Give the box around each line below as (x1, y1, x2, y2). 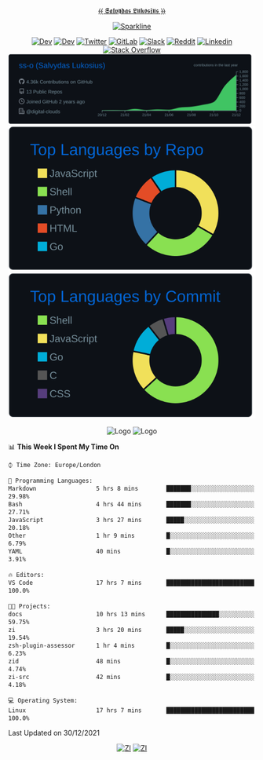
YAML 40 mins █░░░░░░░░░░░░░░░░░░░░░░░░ (8, 547, 255, 555)
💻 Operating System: (8, 696, 79, 704)
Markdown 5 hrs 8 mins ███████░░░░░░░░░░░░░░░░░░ (8, 484, 255, 492)
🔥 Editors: (8, 571, 45, 579)
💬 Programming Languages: (8, 477, 93, 484)
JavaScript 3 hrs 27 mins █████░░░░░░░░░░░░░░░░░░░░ (8, 516, 255, 524)
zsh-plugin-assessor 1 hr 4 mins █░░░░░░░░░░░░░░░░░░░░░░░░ (8, 641, 255, 649)
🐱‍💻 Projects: (8, 602, 51, 610)
